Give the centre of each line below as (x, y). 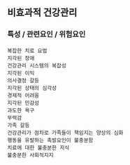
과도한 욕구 (21, 110)
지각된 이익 (21, 73)
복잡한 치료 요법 (27, 51)
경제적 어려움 (23, 95)
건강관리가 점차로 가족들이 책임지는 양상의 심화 (65, 133)
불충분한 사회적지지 (30, 155)
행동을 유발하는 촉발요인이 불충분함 (50, 140)
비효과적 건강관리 (42, 13)
